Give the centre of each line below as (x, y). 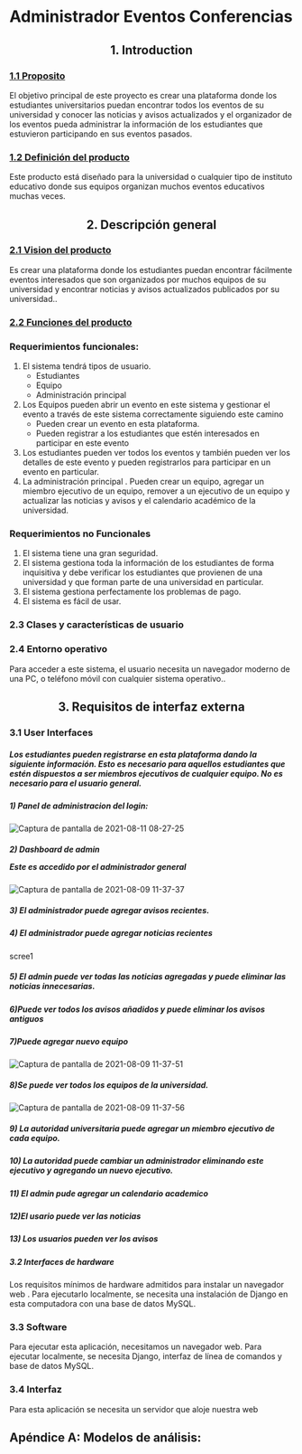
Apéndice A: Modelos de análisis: (105, 1438)
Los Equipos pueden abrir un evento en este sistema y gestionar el (146, 405)
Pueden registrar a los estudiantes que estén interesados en (147, 434)
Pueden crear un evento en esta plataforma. (118, 424)
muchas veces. (37, 196)
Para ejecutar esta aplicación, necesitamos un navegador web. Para (136, 1347)
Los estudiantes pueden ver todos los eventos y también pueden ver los (156, 453)
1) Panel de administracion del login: (79, 806)
